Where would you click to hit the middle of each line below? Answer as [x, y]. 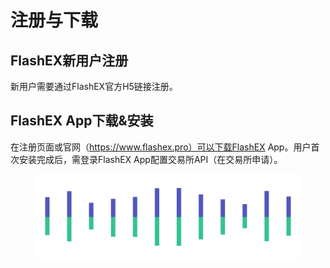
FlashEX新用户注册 [69, 60]
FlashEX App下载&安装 [82, 121]
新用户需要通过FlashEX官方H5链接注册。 [94, 86]
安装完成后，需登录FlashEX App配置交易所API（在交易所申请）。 [150, 159]
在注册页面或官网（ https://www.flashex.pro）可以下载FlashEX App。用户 [161, 147]
